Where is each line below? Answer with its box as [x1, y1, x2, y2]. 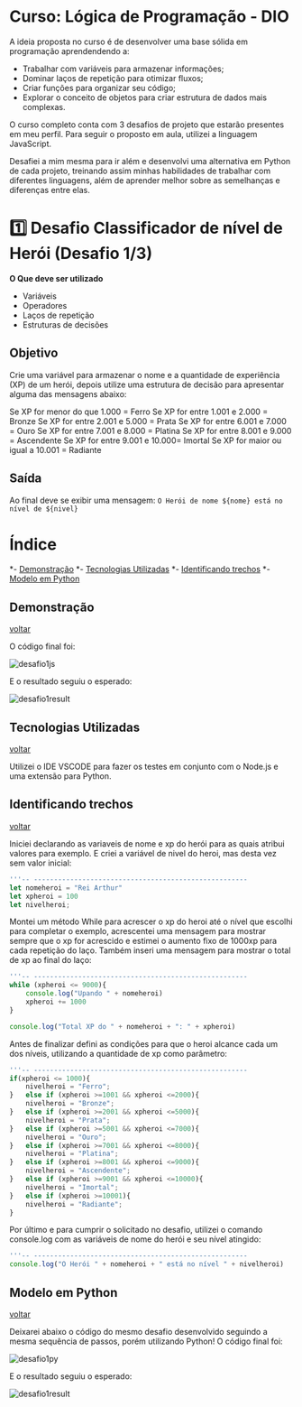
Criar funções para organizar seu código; [22, 82, 176, 93]
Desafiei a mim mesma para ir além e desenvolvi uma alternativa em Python [9, 155, 291, 166]
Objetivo [9, 346, 59, 361]
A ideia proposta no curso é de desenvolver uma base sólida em [9, 36, 248, 47]
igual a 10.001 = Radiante [9, 444, 102, 455]
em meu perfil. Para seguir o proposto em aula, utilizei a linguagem [9, 128, 258, 139]
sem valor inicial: [9, 857, 72, 868]
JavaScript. [9, 138, 52, 149]
